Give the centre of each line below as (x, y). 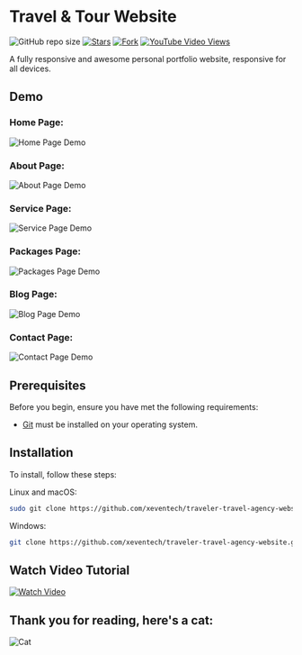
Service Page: (40, 208)
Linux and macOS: (43, 492)
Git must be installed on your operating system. (110, 424)
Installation (41, 453)
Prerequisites (48, 385)
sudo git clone (38, 508)
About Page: (37, 166)
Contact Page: (41, 337)
